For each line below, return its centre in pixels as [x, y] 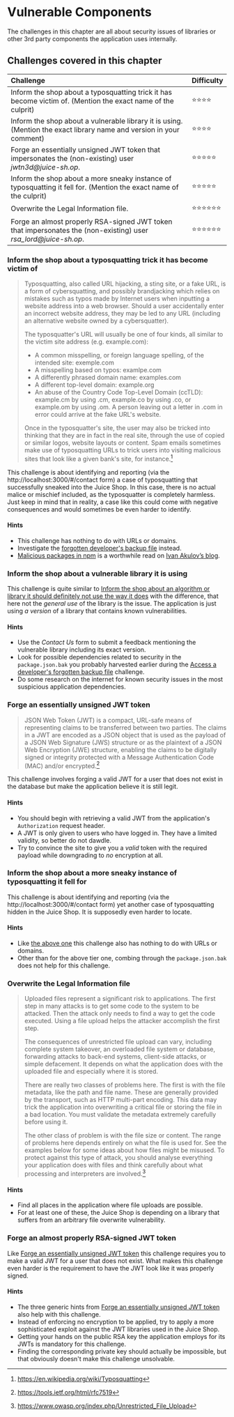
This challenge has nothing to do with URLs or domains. [97, 540]
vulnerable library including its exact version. [81, 650]
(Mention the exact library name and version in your [95, 130]
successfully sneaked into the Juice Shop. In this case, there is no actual [111, 487]
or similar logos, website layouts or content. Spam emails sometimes [123, 443]
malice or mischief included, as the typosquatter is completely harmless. [111, 494]
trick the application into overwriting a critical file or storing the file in [123, 1107]
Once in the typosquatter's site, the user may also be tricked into [117, 428]
